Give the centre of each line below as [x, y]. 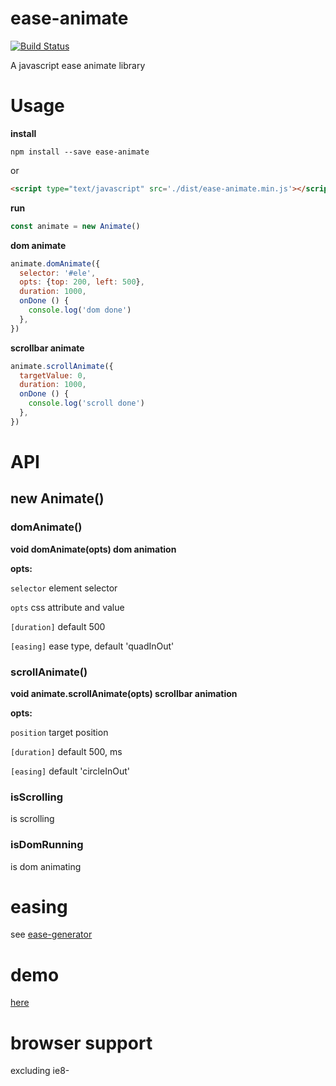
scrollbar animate [47, 348]
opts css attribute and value [67, 607]
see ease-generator [51, 934]
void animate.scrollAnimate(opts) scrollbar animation [124, 693]
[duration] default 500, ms [66, 751]
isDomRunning [47, 845]
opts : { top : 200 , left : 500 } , [82, 282]
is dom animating [46, 866]
